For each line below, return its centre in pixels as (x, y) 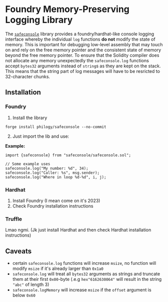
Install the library (30, 118)
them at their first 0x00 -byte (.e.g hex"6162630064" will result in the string (87, 279)
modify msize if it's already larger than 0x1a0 (58, 269)
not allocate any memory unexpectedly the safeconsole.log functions (77, 60)
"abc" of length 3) (31, 284)
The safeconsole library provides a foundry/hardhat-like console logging (80, 34)
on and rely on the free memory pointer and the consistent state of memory (83, 50)
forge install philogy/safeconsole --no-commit (56, 127)
